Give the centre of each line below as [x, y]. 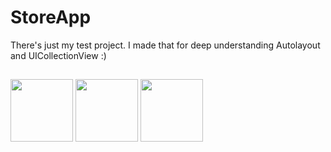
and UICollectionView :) [58, 55]
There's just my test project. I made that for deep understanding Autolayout [165, 45]
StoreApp [51, 17]
